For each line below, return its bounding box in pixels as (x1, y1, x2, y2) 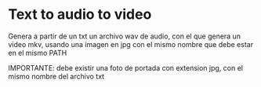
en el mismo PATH (8, 48, 67, 57)
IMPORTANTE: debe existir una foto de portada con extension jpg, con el (8, 63, 243, 72)
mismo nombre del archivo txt (8, 71, 104, 81)
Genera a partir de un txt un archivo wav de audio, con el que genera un (8, 31, 241, 41)
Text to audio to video (8, 5, 152, 24)
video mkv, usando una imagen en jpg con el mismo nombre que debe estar (8, 39, 253, 49)
